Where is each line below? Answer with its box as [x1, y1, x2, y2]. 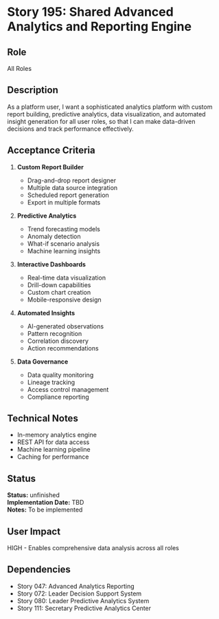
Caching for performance [16, 452, 89, 461]
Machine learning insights [27, 246, 101, 255]
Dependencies [7, 564, 71, 576]
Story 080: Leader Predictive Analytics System [16, 596, 150, 605]
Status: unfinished [7, 491, 60, 499]
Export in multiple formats [27, 198, 101, 207]
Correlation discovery [27, 337, 89, 345]
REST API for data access [16, 438, 90, 446]
